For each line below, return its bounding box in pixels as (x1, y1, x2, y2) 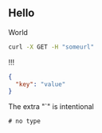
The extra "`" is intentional (8, 102, 94, 111)
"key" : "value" (15, 80, 66, 88)
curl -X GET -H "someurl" (8, 43, 94, 51)
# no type (8, 117, 41, 126)
